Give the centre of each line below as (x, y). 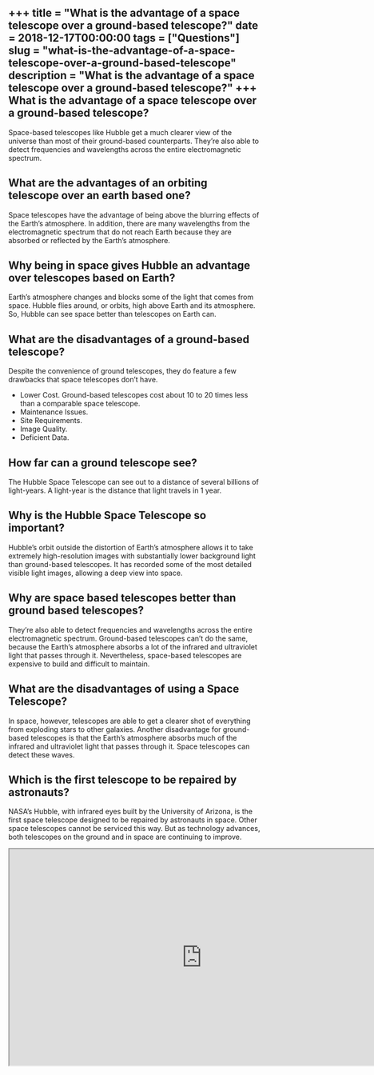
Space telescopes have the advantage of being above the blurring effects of (134, 214)
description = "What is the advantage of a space (131, 76)
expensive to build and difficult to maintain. (79, 664)
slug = (24, 51)
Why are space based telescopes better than (122, 598)
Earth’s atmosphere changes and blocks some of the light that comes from (131, 297)
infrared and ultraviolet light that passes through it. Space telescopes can (129, 746)
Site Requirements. (51, 421)
